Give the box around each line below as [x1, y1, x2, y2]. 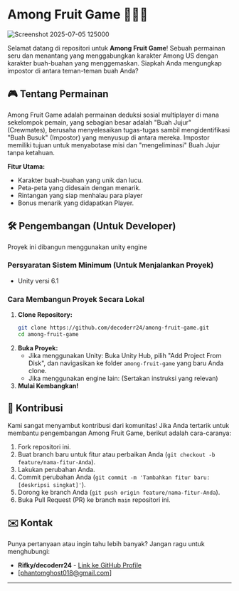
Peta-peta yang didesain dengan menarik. [17, 183, 141, 192]
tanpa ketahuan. [7, 148, 55, 157]
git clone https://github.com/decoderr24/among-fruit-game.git [17, 324, 210, 332]
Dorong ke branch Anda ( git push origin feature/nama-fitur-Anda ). [17, 488, 221, 496]
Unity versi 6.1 [17, 276, 59, 285]
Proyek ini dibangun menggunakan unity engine [7, 242, 147, 251]
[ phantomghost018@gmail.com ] [17, 568, 112, 577]
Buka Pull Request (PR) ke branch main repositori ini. [17, 495, 171, 504]
